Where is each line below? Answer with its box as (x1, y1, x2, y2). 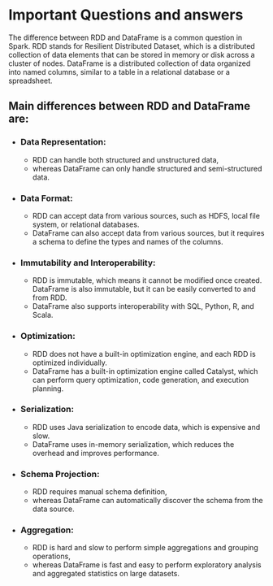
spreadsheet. (8, 76, 53, 85)
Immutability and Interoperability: (19, 257, 156, 268)
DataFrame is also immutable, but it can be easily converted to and (32, 284, 256, 294)
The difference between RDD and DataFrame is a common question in (8, 33, 243, 42)
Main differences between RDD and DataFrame (8, 99, 250, 113)
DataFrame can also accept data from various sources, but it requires (32, 228, 265, 237)
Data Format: (19, 193, 73, 204)
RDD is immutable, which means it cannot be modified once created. (32, 276, 262, 285)
